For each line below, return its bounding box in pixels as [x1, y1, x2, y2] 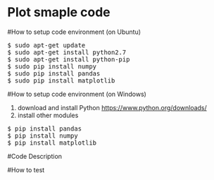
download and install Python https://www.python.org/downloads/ [17, 103, 208, 112]
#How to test [7, 165, 45, 174]
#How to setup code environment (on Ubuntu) [7, 28, 141, 36]
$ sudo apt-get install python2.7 [7, 48, 127, 56]
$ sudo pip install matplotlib [7, 76, 115, 85]
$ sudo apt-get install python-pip [7, 55, 130, 64]
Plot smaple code [7, 4, 111, 20]
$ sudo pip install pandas [7, 69, 101, 78]
